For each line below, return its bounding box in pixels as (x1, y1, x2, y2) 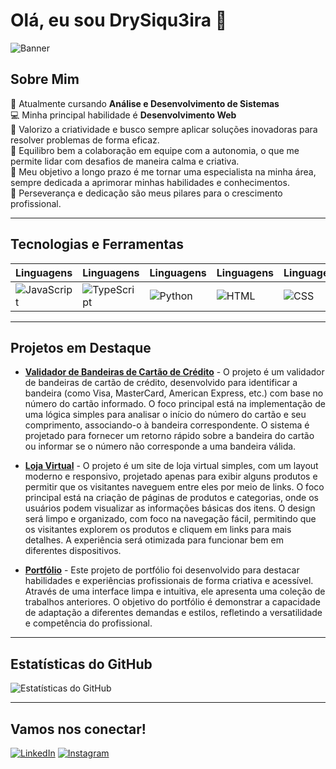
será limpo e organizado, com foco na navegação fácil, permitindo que (24, 513, 317, 525)
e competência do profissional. (24, 617, 153, 629)
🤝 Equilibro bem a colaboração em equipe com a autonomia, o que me (10, 144, 300, 156)
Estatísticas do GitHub (10, 655, 153, 673)
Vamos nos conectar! (10, 720, 147, 738)
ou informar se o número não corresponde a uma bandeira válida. (24, 440, 297, 453)
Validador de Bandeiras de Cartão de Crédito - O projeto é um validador (24, 366, 325, 378)
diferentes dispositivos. (24, 545, 122, 557)
